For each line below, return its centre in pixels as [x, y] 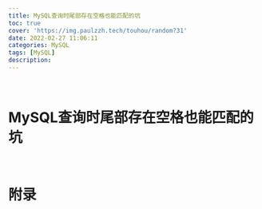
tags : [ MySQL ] [32, 53]
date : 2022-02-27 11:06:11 [53, 38]
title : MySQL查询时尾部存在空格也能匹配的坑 [75, 16]
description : [30, 61]
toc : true [25, 23]
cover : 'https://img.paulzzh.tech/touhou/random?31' [98, 30]
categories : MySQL [39, 45]
